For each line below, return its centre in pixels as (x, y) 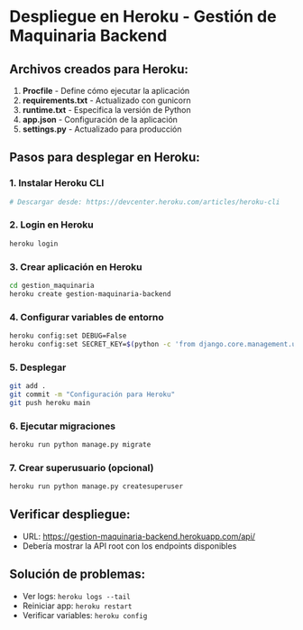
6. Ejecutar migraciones (62, 426)
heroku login (34, 244)
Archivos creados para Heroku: (99, 69)
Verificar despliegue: (70, 515)
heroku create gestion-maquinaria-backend (90, 294)
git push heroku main (50, 403)
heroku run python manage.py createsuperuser (96, 486)
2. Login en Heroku (51, 225)
